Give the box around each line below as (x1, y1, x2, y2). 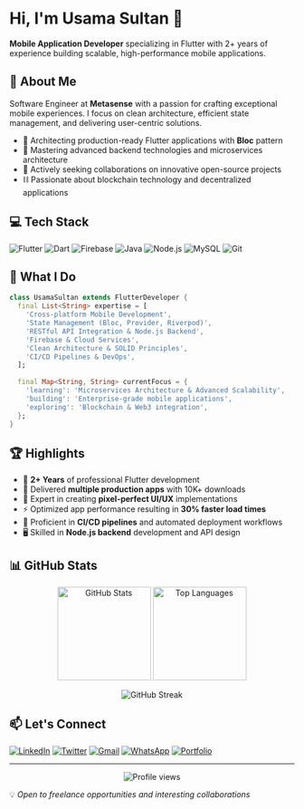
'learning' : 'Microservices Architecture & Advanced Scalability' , (25, 386, 285, 395)
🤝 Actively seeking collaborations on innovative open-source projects (22, 163, 282, 175)
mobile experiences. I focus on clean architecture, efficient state (9, 108, 250, 119)
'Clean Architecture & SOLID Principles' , (25, 343, 188, 352)
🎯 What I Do (9, 269, 77, 284)
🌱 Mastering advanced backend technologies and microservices (22, 144, 263, 155)
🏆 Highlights (9, 446, 85, 461)
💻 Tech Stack (9, 215, 90, 230)
